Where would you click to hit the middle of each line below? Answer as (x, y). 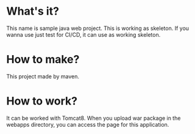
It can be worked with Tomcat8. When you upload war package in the (94, 118)
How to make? (43, 60)
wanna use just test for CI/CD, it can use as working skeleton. (83, 34)
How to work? (42, 101)
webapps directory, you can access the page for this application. (88, 124)
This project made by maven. (43, 76)
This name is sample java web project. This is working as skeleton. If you (98, 28)
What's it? (33, 11)
